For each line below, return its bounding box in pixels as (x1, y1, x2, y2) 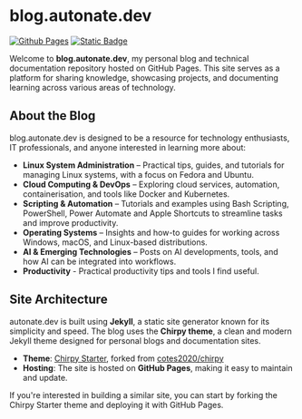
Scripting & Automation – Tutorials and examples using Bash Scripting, (22, 198, 289, 209)
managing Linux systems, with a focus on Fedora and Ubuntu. (22, 169, 254, 180)
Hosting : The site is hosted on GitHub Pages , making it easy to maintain (22, 362, 293, 373)
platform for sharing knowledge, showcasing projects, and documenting (9, 72, 279, 83)
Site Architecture (9, 292, 108, 307)
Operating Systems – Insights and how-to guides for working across (22, 227, 280, 238)
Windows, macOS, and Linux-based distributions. (22, 237, 209, 248)
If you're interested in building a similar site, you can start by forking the (9, 389, 278, 400)
